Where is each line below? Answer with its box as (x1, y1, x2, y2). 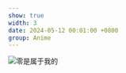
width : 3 (8, 19, 37, 27)
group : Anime (8, 33, 52, 42)
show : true (8, 11, 44, 20)
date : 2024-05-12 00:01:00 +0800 (8, 26, 119, 34)
